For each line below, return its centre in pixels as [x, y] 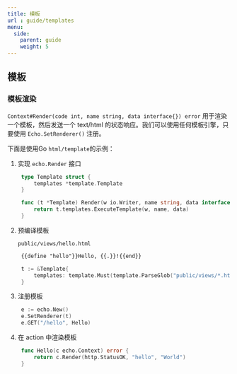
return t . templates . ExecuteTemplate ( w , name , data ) [111, 209]
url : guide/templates [41, 21]
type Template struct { [56, 177]
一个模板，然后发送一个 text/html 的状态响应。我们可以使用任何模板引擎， [115, 124]
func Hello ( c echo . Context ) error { [75, 351]
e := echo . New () [45, 310]
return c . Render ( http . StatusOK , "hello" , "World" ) [110, 357]
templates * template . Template [78, 183]
